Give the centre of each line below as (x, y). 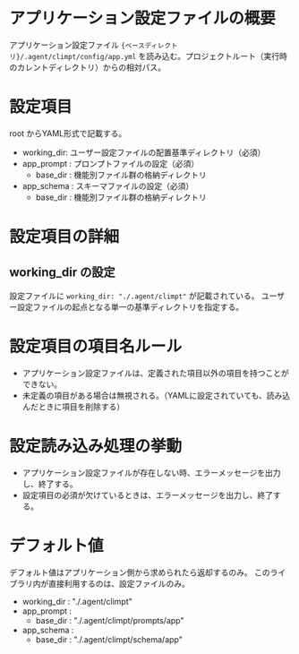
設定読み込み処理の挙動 (96, 446)
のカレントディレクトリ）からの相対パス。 (88, 67)
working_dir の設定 (62, 273)
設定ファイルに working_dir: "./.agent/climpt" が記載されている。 (134, 296)
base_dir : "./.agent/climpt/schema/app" (109, 639)
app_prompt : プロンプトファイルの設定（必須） (111, 163)
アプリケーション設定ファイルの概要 (142, 18)
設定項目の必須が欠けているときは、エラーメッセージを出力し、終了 (147, 495)
